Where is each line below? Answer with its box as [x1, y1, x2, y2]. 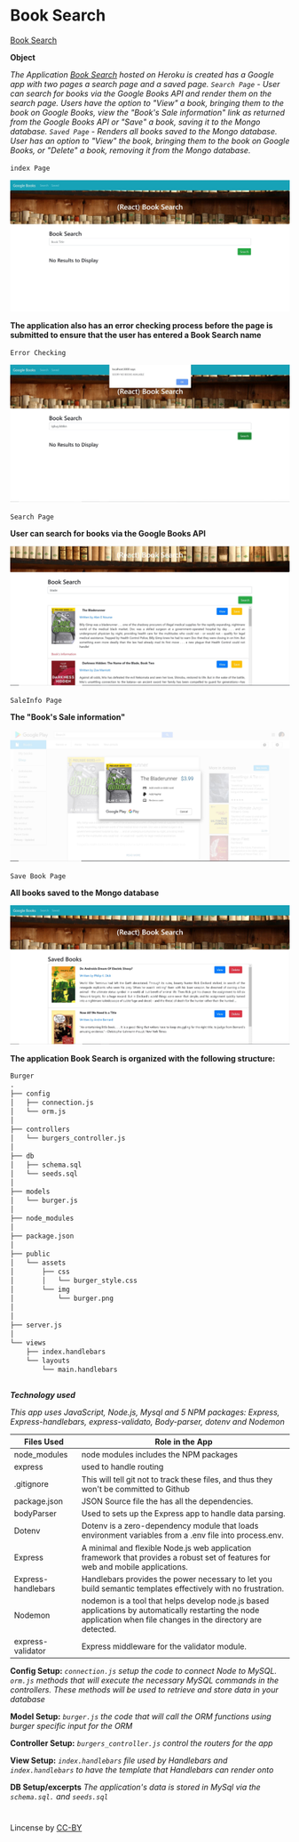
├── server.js [10, 1321, 63, 1330]
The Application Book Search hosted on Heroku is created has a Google [10, 69, 274, 80]
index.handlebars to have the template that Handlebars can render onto [10, 1764, 274, 1775]
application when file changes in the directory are [81, 1614, 263, 1625]
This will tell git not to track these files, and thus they [81, 1474, 273, 1484]
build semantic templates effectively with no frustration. [81, 1583, 285, 1594]
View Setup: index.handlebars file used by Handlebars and [10, 1755, 228, 1765]
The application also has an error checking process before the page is [10, 319, 273, 330]
